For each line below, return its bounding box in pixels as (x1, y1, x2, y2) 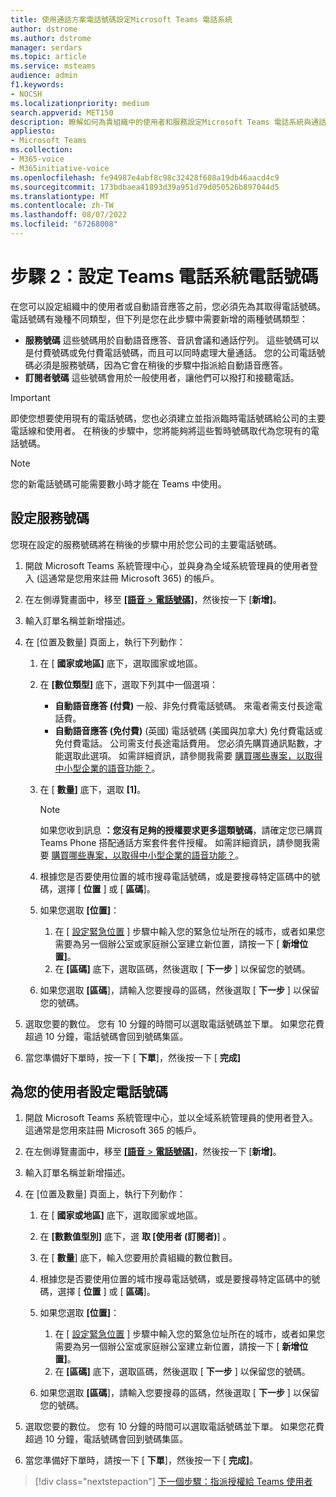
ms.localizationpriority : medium (10, 98, 150, 108)
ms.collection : (10, 145, 74, 155)
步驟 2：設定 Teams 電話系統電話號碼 (10, 266, 319, 288)
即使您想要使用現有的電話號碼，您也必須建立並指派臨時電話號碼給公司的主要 (10, 412, 326, 424)
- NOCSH (10, 89, 43, 99)
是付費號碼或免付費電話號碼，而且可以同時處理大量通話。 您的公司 (24, 346, 300, 358)
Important (10, 391, 51, 403)
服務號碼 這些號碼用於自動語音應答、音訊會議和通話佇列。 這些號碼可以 (24, 334, 320, 346)
